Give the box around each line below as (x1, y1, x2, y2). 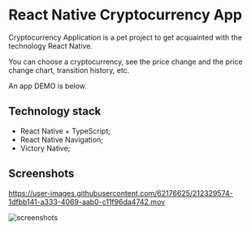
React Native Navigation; (19, 134, 104, 144)
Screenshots (8, 167, 75, 181)
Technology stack (8, 104, 102, 118)
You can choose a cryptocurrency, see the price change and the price (8, 57, 243, 66)
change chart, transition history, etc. (8, 65, 130, 75)
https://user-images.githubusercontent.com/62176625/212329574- (8, 188, 234, 198)
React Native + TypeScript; (19, 126, 111, 135)
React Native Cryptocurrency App (8, 6, 242, 24)
